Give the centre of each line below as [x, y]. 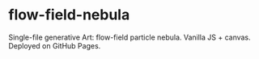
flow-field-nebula [69, 15]
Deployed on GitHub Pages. [55, 45]
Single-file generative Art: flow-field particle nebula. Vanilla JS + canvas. [129, 37]
